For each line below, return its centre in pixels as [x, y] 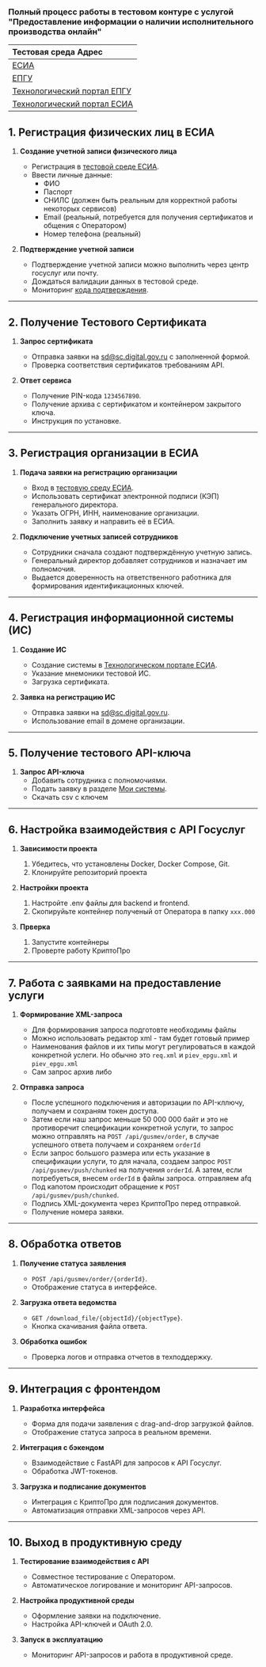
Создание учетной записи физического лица [98, 151]
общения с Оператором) [85, 226]
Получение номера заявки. [78, 1212]
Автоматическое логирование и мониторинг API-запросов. [132, 1585]
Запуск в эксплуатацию [61, 1640]
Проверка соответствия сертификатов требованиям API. [128, 365]
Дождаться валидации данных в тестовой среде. [115, 282]
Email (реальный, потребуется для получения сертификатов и [148, 217]
